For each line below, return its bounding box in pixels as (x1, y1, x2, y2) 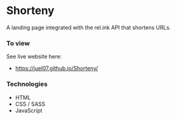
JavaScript (15, 107, 43, 114)
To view (6, 39, 31, 48)
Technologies (6, 80, 48, 88)
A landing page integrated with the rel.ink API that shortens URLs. (6, 24, 171, 31)
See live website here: (6, 53, 62, 60)
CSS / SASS (15, 100, 46, 107)
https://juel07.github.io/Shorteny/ (15, 65, 98, 72)
